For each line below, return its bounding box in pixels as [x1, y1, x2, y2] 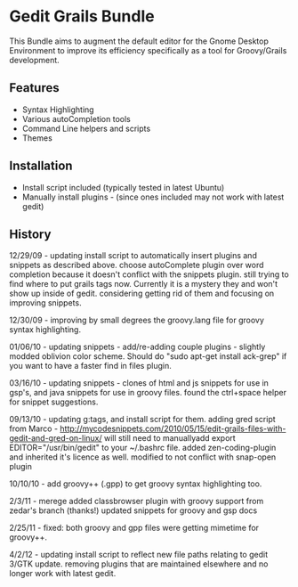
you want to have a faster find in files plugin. [9, 361, 172, 371]
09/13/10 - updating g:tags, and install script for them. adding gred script [9, 414, 276, 425]
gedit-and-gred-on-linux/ [9, 433, 102, 444]
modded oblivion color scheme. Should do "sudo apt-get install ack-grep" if [9, 351, 287, 362]
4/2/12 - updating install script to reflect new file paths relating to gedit [9, 550, 269, 560]
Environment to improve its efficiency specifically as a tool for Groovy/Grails [9, 45, 287, 55]
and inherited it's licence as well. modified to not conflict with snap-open [9, 452, 277, 462]
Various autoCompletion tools [21, 113, 131, 124]
